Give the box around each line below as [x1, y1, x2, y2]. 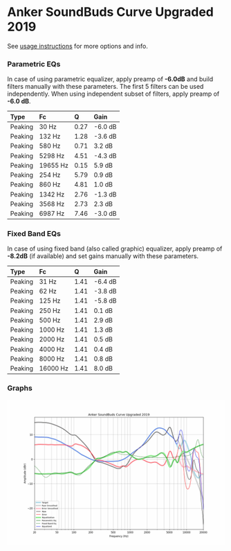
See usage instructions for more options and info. [7, 42, 149, 50]
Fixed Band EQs [7, 228, 61, 238]
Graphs [7, 383, 33, 393]
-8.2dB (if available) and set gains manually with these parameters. [7, 252, 199, 260]
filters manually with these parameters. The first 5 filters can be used [7, 83, 204, 91]
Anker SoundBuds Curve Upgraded [7, 4, 214, 20]
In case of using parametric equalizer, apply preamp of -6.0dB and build [7, 75, 214, 83]
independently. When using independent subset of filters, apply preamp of [7, 90, 220, 98]
